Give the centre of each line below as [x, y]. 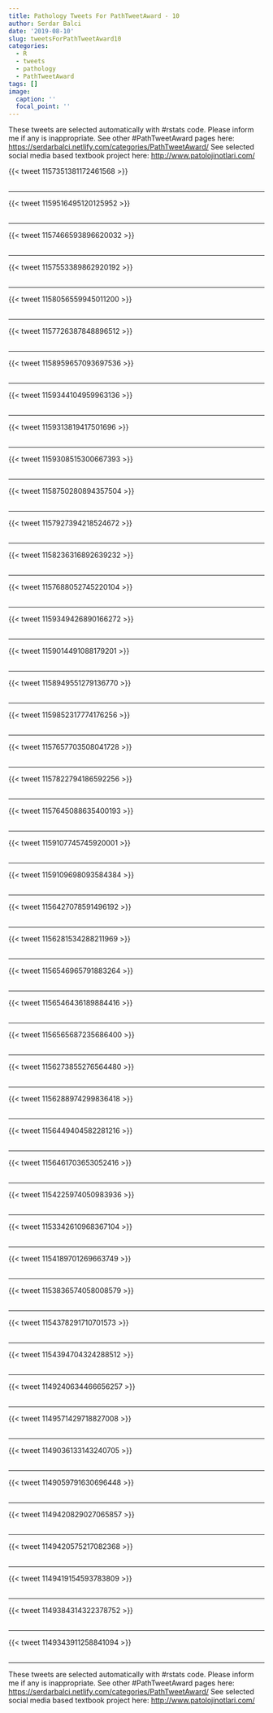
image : [19, 91]
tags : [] [23, 84]
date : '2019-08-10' [41, 31]
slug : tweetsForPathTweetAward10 [65, 39]
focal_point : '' [43, 106]
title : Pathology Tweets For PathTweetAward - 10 [94, 16]
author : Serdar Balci [45, 24]
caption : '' [36, 99]
